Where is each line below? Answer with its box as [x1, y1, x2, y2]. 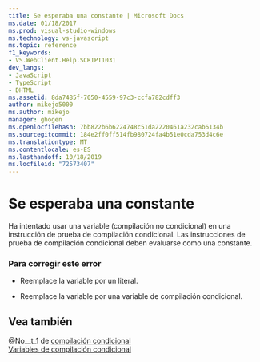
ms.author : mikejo [8, 109, 70, 117]
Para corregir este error [8, 257, 102, 269]
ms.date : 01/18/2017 [8, 19, 78, 27]
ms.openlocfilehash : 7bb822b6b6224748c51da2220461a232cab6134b [8, 123, 224, 131]
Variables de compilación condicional [8, 344, 132, 354]
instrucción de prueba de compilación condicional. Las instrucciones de [8, 229, 246, 240]
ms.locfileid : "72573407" [8, 161, 94, 169]
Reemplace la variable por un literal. [19, 276, 138, 286]
